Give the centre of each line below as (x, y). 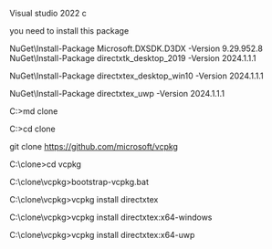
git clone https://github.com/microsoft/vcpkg (94, 146)
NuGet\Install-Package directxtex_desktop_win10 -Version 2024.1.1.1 (137, 76)
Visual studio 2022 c (48, 13)
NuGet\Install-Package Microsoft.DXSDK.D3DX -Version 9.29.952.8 (136, 48)
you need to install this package (69, 31)
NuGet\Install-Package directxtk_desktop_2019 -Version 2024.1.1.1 (133, 58)
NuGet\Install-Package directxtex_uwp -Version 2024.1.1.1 (117, 93)
